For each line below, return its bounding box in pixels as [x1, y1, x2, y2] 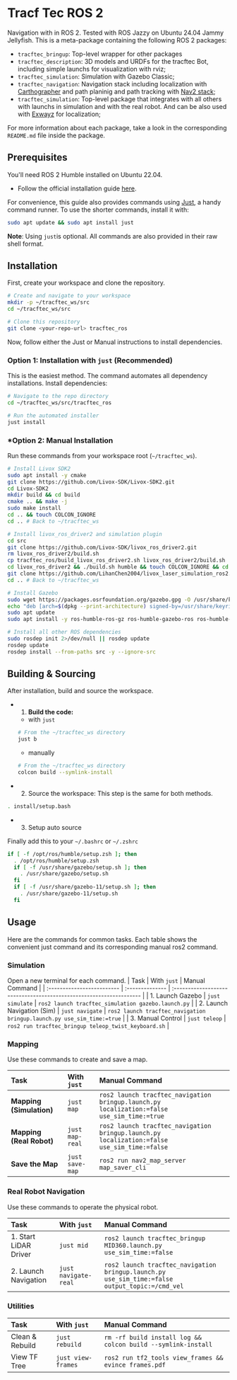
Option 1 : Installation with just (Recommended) [7, 355, 173, 365]
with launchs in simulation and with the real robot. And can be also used [17, 102, 227, 110]
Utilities [7, 1301, 35, 1311]
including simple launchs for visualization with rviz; [17, 64, 166, 73]
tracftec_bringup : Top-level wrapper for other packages [17, 50, 183, 58]
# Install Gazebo [7, 589, 59, 596]
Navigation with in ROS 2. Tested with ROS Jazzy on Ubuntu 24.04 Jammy [7, 28, 224, 37]
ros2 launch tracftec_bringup [104, 1234, 206, 1242]
